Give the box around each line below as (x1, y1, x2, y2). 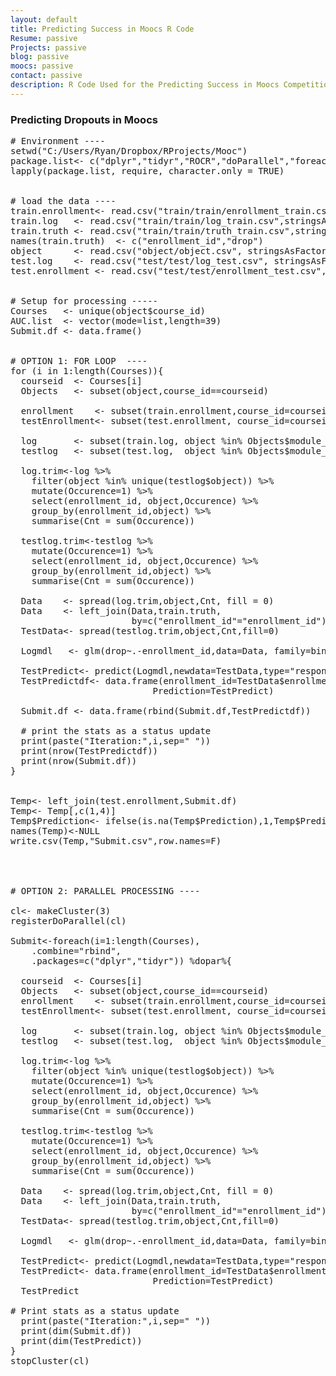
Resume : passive (10, 33, 78, 43)
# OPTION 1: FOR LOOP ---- (10, 356, 148, 367)
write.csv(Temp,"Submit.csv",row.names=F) (10, 836, 222, 847)
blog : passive (10, 52, 70, 62)
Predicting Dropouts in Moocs (10, 112, 158, 126)
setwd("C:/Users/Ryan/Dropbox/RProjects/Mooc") (10, 146, 248, 157)
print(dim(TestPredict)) (20, 1336, 143, 1347)
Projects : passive (10, 42, 87, 53)
